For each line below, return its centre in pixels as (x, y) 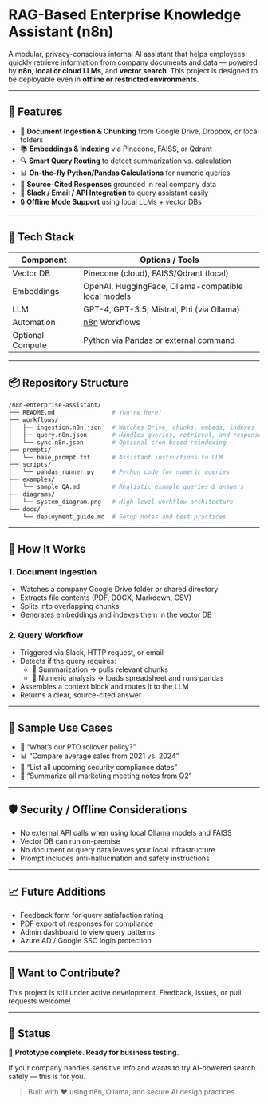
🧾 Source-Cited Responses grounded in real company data (118, 184)
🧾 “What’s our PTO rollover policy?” (78, 747)
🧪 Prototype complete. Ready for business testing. (94, 1053)
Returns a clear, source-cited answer (81, 695)
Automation (34, 322)
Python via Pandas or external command (159, 340)
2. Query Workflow (46, 635)
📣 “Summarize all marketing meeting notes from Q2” (106, 776)
